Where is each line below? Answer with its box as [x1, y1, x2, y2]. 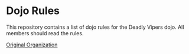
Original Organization [6, 41, 58, 48]
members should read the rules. [6, 29, 84, 36]
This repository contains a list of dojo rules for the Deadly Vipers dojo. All [6, 23, 184, 31]
